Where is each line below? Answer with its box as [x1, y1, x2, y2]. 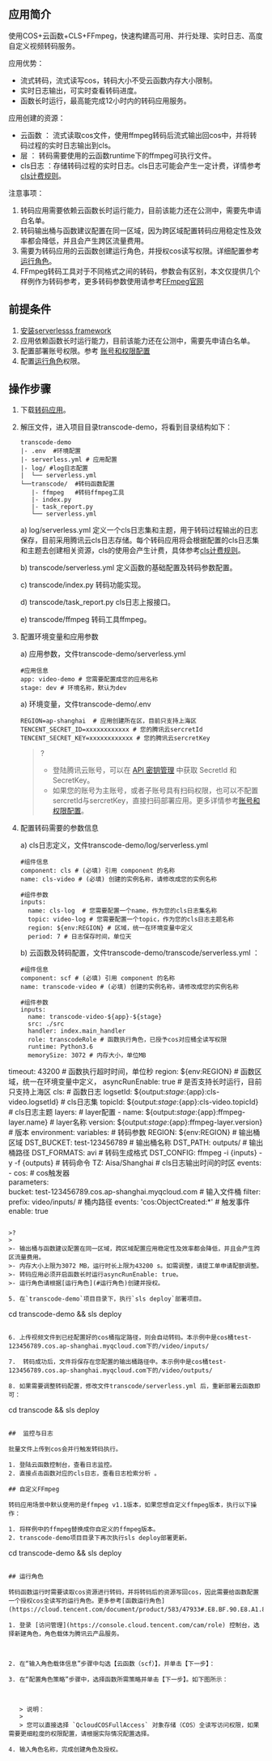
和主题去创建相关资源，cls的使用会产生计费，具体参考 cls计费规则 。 [19, 546, 245, 555]
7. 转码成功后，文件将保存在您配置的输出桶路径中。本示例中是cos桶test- [8, 1358, 227, 1366]
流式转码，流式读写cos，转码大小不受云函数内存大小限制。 [19, 76, 217, 85]
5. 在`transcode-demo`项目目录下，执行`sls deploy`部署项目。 [8, 1295, 206, 1303]
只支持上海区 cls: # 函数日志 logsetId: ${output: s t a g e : [8, 1087, 186, 1097]
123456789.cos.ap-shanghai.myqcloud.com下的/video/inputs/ [8, 1342, 210, 1350]
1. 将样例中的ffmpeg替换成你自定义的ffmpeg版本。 [8, 1526, 159, 1534]
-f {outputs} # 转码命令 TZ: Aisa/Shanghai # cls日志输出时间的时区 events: [14, 1158, 261, 1168]
